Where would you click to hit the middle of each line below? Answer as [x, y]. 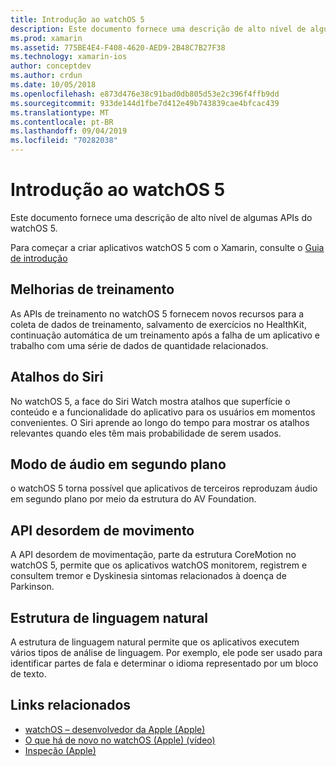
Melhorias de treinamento [92, 289]
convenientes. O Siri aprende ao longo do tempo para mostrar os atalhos [160, 422]
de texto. [28, 674]
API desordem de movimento [102, 530]
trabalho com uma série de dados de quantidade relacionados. [139, 345]
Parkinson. [32, 587]
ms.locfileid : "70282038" [64, 141]
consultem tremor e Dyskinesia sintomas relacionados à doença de [148, 576]
